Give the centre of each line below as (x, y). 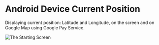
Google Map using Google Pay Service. (45, 27)
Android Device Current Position (73, 9)
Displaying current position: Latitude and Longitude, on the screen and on (80, 22)
